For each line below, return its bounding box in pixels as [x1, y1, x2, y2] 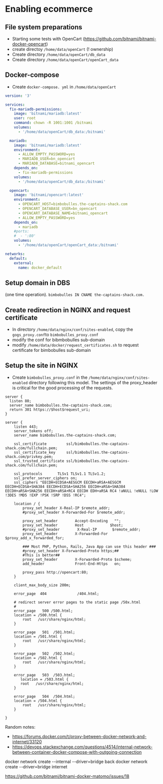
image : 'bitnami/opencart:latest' [14, 192, 84, 198]
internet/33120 [12, 738, 42, 744]
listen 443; [14, 424, 38, 429]
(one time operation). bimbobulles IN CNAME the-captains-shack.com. [5, 292, 145, 298]
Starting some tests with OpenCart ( [12, 36, 85, 42]
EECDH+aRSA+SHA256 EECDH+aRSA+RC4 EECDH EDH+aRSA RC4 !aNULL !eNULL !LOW [5, 488, 159, 493]
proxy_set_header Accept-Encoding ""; [22, 518, 121, 523]
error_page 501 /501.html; [14, 630, 76, 635]
